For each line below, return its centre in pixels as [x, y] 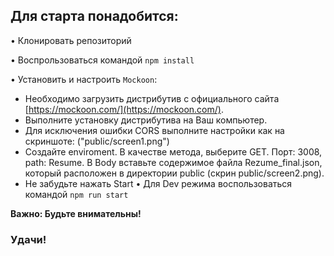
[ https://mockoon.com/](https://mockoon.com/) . [124, 109]
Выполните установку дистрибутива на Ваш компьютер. [146, 120]
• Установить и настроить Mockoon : [84, 79]
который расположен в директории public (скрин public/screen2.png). [174, 173]
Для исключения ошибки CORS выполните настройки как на [154, 130]
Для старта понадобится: [94, 16]
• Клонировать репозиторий [71, 40]
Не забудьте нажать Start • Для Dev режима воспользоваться [158, 183]
